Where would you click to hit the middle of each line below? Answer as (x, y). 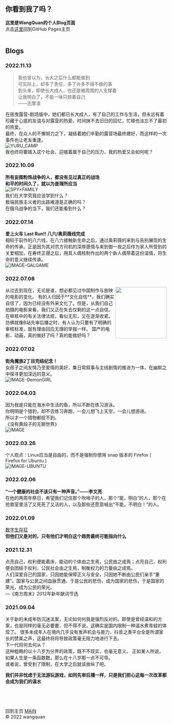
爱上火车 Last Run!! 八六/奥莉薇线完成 (45, 234)
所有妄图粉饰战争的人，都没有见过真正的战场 (52, 177)
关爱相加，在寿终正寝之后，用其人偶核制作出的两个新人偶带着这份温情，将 (84, 253)
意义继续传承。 (30, 260)
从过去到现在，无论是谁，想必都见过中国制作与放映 (59, 291)
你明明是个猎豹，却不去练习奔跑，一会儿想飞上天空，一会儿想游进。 (77, 411)
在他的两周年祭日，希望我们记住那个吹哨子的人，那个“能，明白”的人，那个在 (86, 498)
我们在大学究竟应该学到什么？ (37, 195)
